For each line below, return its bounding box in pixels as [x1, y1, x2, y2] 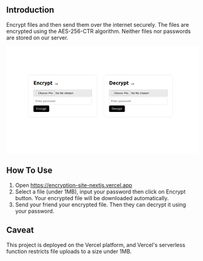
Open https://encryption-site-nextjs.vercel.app [15, 181, 132, 189]
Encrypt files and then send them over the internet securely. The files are [6, 21, 190, 28]
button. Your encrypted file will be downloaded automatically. [15, 194, 169, 201]
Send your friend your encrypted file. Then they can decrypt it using [15, 201, 187, 208]
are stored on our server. [6, 33, 69, 41]
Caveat [6, 225, 35, 235]
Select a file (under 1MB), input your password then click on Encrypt [15, 188, 186, 195]
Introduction [6, 5, 55, 15]
